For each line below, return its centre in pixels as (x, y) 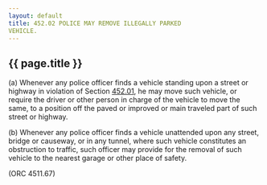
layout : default (35, 16)
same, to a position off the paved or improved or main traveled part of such (133, 109)
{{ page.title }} (45, 63)
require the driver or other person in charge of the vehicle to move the (124, 100)
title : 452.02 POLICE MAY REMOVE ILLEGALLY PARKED (95, 23)
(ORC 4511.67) (32, 174)
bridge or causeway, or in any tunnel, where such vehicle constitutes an (127, 141)
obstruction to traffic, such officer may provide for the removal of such (125, 150)
